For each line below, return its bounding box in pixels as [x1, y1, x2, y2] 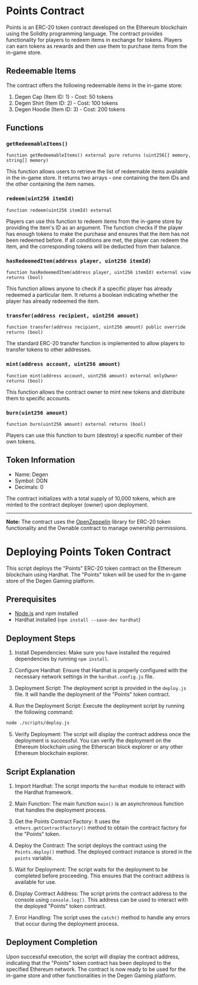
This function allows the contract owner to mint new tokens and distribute [6, 388, 185, 396]
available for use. [14, 878, 57, 885]
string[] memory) [6, 158, 49, 164]
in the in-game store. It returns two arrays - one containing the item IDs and [6, 174, 190, 182]
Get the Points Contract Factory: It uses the [14, 818, 120, 825]
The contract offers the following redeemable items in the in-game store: [6, 82, 183, 89]
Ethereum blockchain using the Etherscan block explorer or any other [14, 743, 183, 750]
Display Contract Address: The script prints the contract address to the [14, 890, 187, 897]
